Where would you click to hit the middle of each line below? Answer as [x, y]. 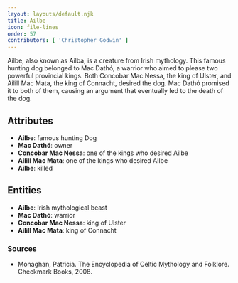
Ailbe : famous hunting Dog [57, 138]
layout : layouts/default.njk [50, 14]
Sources [22, 248]
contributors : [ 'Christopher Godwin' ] [68, 41]
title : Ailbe [27, 21]
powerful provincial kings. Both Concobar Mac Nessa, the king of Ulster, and [119, 76]
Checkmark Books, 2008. [55, 272]
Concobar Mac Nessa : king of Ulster [72, 223]
